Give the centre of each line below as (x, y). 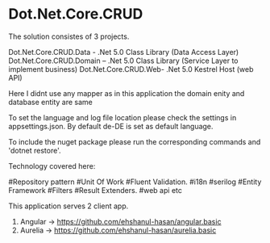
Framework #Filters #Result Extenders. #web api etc (96, 190)
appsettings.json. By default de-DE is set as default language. (111, 126)
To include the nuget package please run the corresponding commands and (135, 141)
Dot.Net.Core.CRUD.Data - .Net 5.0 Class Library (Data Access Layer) (124, 52)
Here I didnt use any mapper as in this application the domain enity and (127, 93)
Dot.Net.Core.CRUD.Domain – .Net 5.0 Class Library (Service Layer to (124, 61)
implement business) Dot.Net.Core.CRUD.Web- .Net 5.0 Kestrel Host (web (131, 69)
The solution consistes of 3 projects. (69, 36)
